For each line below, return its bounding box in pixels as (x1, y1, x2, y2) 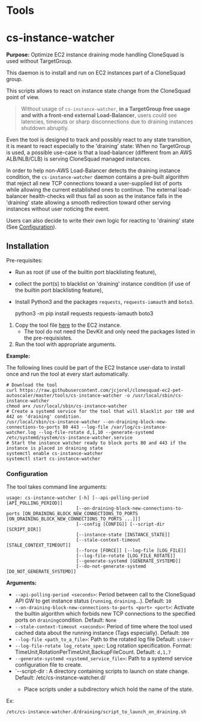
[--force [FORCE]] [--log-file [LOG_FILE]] (76, 548, 187, 554)
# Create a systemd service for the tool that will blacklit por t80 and (6, 408, 195, 414)
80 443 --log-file (62, 424, 109, 430)
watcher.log (6, 429, 36, 435)
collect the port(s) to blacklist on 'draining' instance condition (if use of (14, 280, 191, 287)
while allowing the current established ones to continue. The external (6, 186, 177, 193)
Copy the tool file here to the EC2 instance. (14, 321, 122, 329)
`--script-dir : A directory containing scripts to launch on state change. (14, 667, 190, 675)
